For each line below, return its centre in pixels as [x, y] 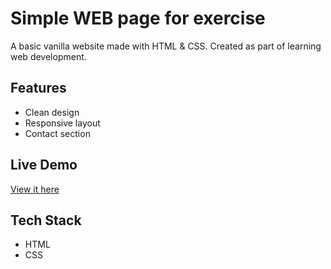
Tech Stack [46, 220]
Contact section [57, 133]
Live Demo [44, 165]
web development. [48, 56]
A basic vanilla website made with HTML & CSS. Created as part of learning [166, 46]
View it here [35, 189]
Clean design [52, 112]
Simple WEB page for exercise [138, 18]
